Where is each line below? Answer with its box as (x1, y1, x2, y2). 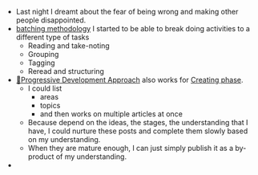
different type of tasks (15, 32, 90, 42)
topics (39, 100, 61, 110)
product (27, 152, 54, 161)
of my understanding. (55, 152, 127, 161)
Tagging (27, 58, 55, 67)
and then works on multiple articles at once (39, 109, 183, 119)
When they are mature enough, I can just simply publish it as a (27, 144, 234, 153)
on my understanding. (27, 135, 101, 144)
